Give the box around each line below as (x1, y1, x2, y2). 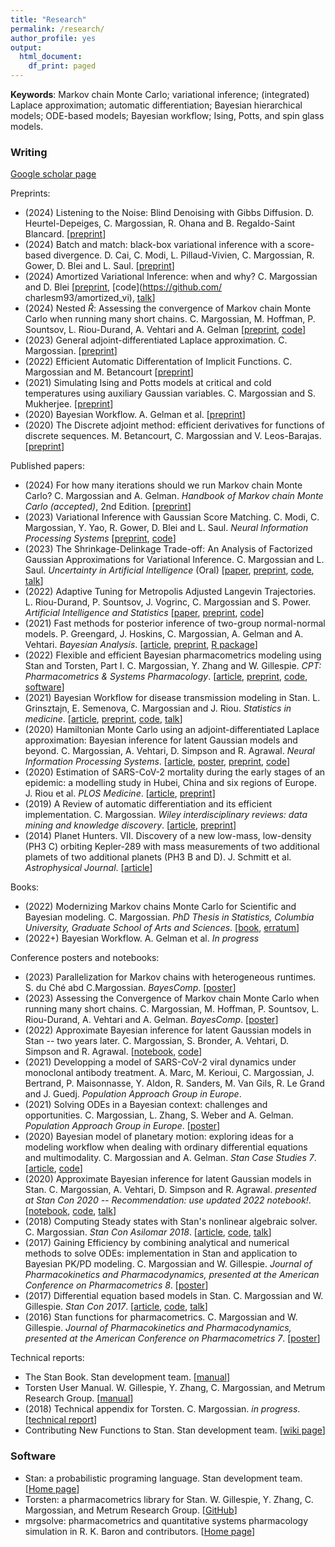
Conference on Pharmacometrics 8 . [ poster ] (24, 1279, 209, 1291)
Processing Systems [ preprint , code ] (24, 532, 177, 545)
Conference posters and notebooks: (10, 952, 160, 964)
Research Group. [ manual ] (24, 1392, 134, 1405)
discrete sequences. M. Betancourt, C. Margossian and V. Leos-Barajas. (24, 430, 322, 442)
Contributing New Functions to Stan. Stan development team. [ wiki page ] (24, 1424, 326, 1436)
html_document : (19, 52, 83, 62)
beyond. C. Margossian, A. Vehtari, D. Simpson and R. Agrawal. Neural (24, 745, 315, 757)
